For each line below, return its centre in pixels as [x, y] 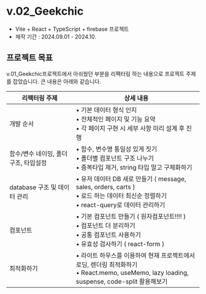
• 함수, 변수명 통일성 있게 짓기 [116, 149]
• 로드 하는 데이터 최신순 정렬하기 [121, 195]
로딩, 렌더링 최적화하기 [107, 265]
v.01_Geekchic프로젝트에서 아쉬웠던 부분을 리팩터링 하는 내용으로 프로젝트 [96, 73]
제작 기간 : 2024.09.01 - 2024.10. [56, 36]
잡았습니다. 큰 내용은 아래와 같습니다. [57, 81]
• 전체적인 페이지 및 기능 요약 [116, 119]
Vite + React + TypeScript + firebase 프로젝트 [72, 29]
